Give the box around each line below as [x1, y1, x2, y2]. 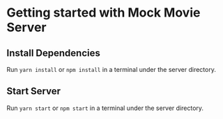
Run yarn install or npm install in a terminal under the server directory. [6, 66, 217, 73]
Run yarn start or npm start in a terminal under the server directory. [6, 104, 203, 112]
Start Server [6, 85, 61, 98]
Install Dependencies [6, 47, 100, 59]
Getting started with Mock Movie [6, 5, 201, 21]
